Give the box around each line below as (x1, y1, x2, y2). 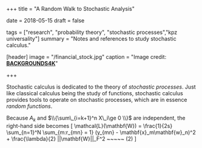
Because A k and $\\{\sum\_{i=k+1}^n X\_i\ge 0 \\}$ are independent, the (6, 115, 186, 123)
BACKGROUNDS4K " (6, 60, 58, 67)
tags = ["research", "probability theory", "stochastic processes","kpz (6, 29, 178, 36)
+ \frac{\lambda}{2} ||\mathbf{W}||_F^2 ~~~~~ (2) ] (6, 135, 136, 142)
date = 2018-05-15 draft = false (6, 17, 85, 24)
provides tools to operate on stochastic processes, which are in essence (6, 96, 187, 103)
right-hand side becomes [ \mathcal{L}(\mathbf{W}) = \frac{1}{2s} (6, 122, 173, 129)
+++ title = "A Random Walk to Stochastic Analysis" (6, 5, 135, 12)
